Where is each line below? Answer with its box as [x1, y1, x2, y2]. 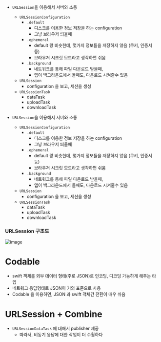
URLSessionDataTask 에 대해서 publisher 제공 [12, 325, 99, 331]
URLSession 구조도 [5, 228, 50, 235]
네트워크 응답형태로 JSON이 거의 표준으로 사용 [12, 285, 101, 291]
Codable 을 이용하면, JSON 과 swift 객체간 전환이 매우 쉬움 [12, 291, 126, 297]
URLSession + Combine [5, 309, 102, 320]
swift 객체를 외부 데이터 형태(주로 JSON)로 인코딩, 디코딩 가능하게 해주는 [12, 273, 151, 279]
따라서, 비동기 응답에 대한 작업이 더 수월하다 [19, 332, 103, 338]
